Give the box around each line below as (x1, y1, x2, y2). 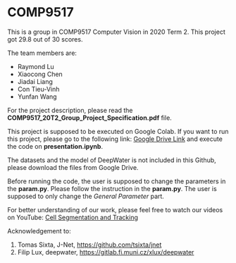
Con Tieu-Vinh (17, 85, 60, 93)
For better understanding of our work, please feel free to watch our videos (7, 205, 223, 214)
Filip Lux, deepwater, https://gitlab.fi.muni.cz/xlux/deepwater (17, 247, 194, 256)
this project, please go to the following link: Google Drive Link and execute (7, 135, 223, 143)
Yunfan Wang (17, 92, 58, 101)
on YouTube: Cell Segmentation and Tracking (7, 213, 139, 221)
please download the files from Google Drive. (7, 163, 139, 171)
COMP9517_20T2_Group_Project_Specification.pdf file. (7, 114, 173, 122)
